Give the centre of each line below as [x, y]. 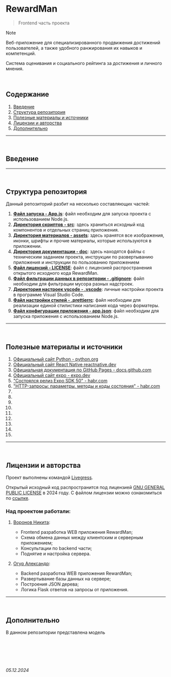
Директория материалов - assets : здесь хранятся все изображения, [89, 235]
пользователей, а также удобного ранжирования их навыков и [74, 48]
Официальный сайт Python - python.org [56, 359]
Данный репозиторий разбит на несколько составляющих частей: [78, 204]
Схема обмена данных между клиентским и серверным [82, 538]
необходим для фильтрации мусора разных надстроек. [73, 284]
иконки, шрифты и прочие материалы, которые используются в [82, 241]
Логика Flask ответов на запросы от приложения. [75, 590]
